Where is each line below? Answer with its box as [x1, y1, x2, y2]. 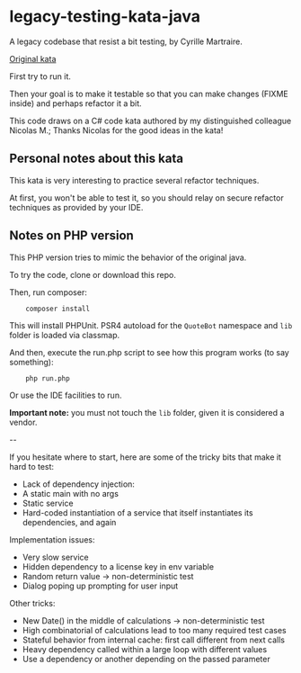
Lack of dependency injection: [22, 479, 135, 489]
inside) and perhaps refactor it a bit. [9, 97, 142, 109]
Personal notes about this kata [9, 151, 184, 166]
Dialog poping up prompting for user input [22, 580, 179, 591]
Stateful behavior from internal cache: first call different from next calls [22, 634, 286, 645]
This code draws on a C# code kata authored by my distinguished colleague [9, 115, 292, 126]
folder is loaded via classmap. [9, 329, 120, 340]
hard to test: [9, 461, 55, 471]
